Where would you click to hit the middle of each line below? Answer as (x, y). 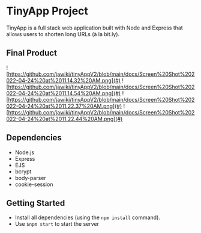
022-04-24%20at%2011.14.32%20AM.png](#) (64, 80)
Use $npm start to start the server (57, 224)
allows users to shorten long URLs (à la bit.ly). (63, 34)
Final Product (31, 53)
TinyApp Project (47, 11)
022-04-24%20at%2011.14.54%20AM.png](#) (64, 93)
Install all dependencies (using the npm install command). (88, 217)
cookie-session (34, 184)
